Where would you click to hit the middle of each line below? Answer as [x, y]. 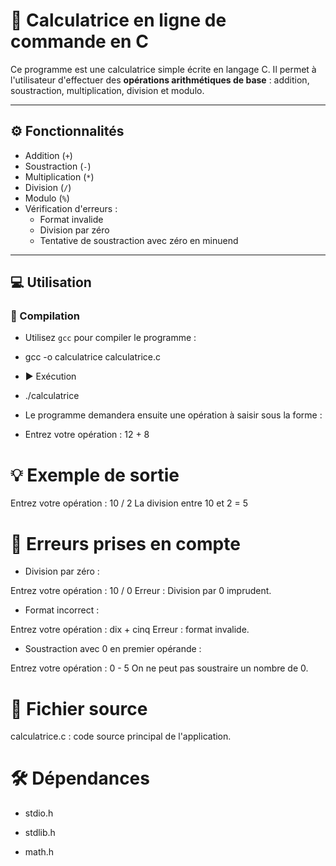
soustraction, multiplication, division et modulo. [107, 90]
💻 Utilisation [51, 282]
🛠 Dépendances [80, 778]
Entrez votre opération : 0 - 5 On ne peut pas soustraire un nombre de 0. [159, 668]
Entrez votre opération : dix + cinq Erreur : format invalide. [130, 630]
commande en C [79, 41]
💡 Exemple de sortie [95, 475]
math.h [39, 852]
